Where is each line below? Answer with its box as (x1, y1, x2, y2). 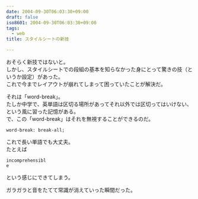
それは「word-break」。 (6, 93, 64, 100)
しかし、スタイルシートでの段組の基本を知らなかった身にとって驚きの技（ (6, 66, 188, 73)
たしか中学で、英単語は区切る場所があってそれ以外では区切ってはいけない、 (6, 101, 193, 107)
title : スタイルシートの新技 (6, 36, 69, 42)
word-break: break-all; (6, 127, 65, 133)
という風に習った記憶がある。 (6, 108, 79, 115)
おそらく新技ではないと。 (6, 59, 69, 65)
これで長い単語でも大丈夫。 (6, 139, 74, 145)
